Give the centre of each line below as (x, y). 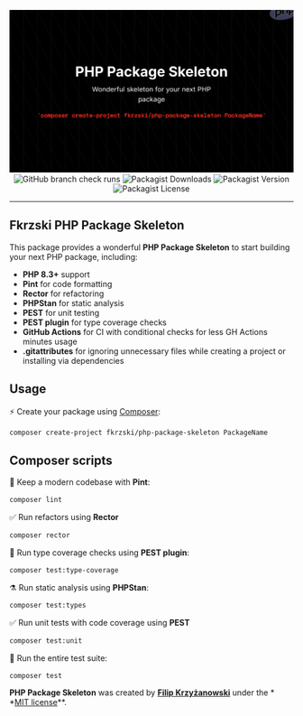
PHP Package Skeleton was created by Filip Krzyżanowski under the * (142, 693)
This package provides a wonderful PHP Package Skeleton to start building (150, 247)
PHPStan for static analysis (73, 302)
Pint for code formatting (67, 284)
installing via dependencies (73, 360)
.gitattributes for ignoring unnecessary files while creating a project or (154, 351)
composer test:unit (46, 641)
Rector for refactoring (63, 293)
